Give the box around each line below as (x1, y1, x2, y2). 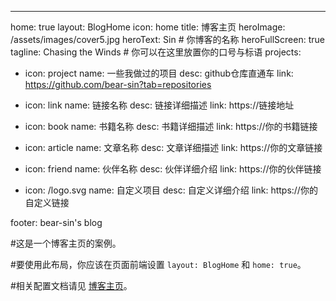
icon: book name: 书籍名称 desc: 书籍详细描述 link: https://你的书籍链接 (24, 121, 318, 132)
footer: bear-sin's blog (10, 217, 103, 228)
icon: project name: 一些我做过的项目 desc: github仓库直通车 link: (24, 67, 294, 79)
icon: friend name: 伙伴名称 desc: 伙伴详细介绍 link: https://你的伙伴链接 (24, 163, 322, 175)
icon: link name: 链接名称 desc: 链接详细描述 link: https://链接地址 (24, 99, 295, 111)
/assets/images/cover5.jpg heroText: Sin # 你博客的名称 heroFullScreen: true (10, 34, 325, 45)
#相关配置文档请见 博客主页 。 (10, 280, 133, 291)
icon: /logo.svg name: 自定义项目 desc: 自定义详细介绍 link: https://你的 (24, 184, 318, 196)
